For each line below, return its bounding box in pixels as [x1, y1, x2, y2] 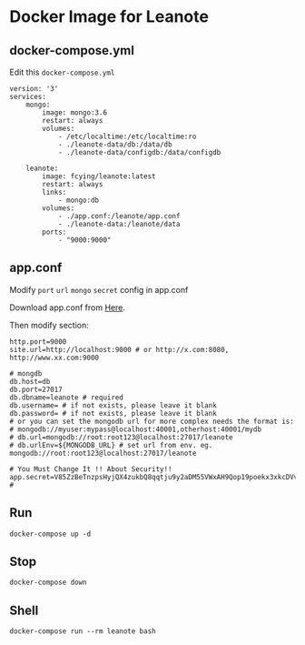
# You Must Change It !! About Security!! [9, 464, 172, 474]
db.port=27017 [9, 385, 64, 394]
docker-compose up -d [9, 529, 92, 539]
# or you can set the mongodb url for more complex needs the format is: [9, 417, 295, 426]
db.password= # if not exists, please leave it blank [9, 408, 218, 418]
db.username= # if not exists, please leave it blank [9, 400, 218, 410]
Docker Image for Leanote [9, 6, 209, 27]
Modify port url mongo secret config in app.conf [9, 284, 189, 295]
